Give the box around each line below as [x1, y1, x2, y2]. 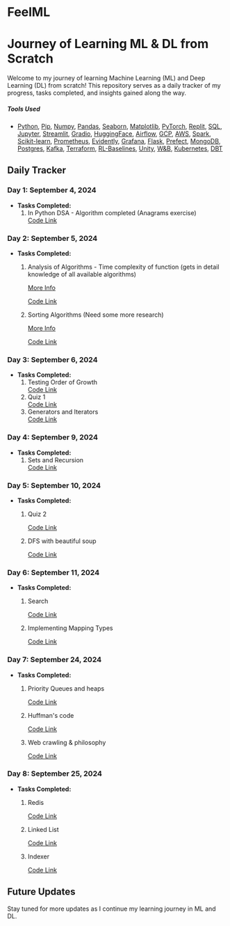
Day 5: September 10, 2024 [7, 480, 101, 490]
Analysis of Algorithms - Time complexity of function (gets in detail [27, 262, 220, 272]
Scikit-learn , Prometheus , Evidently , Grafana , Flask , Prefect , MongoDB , [17, 137, 221, 146]
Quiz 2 [27, 510, 47, 518]
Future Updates [7, 886, 76, 898]
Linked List [27, 825, 59, 833]
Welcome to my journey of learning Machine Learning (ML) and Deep [7, 74, 206, 82]
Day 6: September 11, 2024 [7, 567, 99, 577]
